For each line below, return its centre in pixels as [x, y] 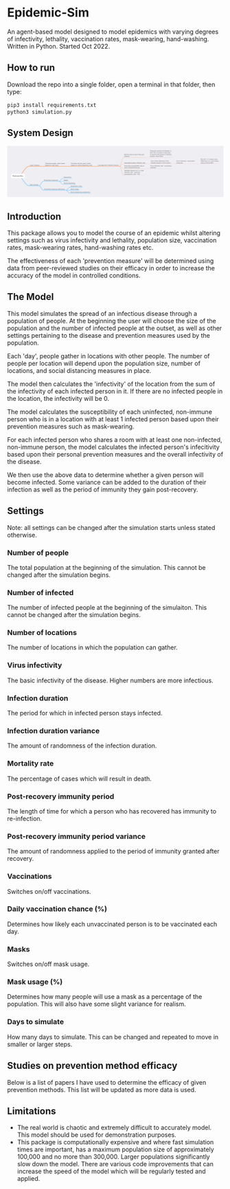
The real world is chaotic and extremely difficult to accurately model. [114, 1128]
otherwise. [22, 535]
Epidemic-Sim [48, 13]
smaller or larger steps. [40, 1044]
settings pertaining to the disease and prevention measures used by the [109, 335]
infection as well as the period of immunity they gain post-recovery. [103, 489]
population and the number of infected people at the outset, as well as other [115, 328]
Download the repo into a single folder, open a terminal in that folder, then [111, 84]
